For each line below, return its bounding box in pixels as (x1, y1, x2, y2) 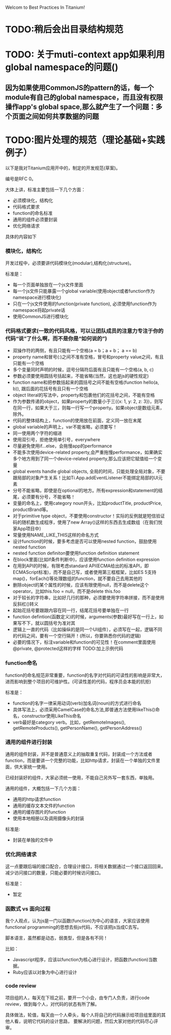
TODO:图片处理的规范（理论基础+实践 (5, 134, 165, 146)
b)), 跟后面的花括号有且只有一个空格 (12, 386, 89, 392)
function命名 (5, 659, 37, 667)
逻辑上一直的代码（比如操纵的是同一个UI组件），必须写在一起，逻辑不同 (12, 626, 162, 632)
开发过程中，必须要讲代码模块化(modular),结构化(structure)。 (5, 260, 134, 266)
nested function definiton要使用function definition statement (12, 550, 139, 556)
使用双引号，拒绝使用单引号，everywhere (12, 437, 100, 443)
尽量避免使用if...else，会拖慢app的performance (12, 443, 112, 449)
